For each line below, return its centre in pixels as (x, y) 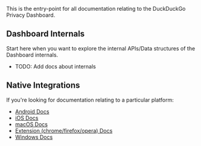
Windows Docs (34, 137)
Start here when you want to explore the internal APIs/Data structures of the (101, 48)
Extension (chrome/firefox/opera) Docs (64, 130)
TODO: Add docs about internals (56, 66)
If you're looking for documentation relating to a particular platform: (90, 100)
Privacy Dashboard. (31, 15)
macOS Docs (31, 124)
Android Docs (32, 111)
